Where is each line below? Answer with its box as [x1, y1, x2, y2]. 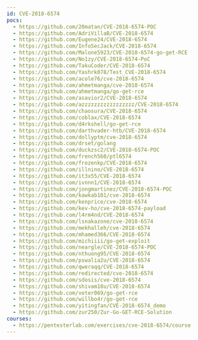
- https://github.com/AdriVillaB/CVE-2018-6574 [13, 29, 154, 37]
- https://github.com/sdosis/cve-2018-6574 [13, 276, 141, 283]
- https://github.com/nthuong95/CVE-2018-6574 [13, 251, 151, 258]
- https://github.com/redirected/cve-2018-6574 [13, 269, 154, 276]
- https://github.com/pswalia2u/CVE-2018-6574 [13, 257, 151, 264]
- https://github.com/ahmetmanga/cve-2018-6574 [13, 82, 154, 89]
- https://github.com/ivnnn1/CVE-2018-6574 [13, 179, 141, 186]
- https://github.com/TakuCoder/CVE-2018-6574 [13, 62, 151, 69]
